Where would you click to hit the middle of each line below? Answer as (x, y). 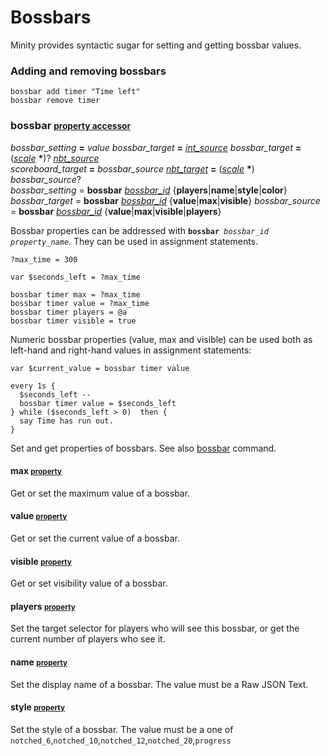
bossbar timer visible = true (73, 321)
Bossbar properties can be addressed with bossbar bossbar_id (139, 230)
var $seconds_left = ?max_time (75, 277)
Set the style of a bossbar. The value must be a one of (122, 729)
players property (43, 606)
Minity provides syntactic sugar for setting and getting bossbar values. (156, 45)
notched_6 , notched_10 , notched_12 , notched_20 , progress (121, 740)
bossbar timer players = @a (69, 312)
